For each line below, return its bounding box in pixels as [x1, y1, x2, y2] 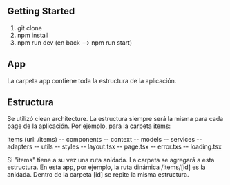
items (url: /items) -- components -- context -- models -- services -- [7, 135, 202, 144]
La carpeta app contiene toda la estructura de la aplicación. [7, 76, 177, 85]
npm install [17, 31, 49, 39]
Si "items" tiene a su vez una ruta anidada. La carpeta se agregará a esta [7, 156, 215, 164]
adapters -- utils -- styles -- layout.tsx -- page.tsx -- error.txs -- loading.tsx [7, 142, 222, 151]
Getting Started [7, 6, 75, 17]
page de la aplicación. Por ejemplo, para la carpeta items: [7, 122, 171, 130]
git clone [17, 23, 43, 32]
